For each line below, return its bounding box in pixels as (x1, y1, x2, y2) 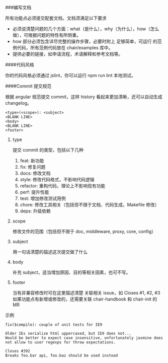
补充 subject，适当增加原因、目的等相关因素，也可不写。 (12, 269, 131, 275)
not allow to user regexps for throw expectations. (5, 340, 116, 345)
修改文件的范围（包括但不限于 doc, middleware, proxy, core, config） (12, 229, 156, 234)
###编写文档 (5, 5, 32, 10)
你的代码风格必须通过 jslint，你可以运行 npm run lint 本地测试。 (5, 72, 136, 78)
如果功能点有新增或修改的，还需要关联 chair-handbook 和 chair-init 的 (12, 296, 157, 302)
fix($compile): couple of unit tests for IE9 (5, 322, 102, 327)
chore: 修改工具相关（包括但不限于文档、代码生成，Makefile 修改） (20, 202, 159, 207)
